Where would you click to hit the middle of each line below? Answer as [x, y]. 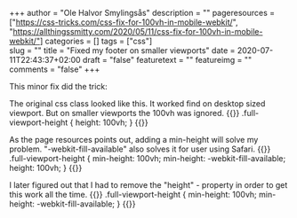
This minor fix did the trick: [59, 86]
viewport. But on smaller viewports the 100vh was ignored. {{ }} [124, 113]
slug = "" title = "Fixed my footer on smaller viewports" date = [122, 51]
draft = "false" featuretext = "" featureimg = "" [168, 60]
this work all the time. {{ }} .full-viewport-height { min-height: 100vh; [133, 195]
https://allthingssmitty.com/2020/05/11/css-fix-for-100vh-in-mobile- [138, 31]
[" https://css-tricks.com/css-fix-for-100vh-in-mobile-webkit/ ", [124, 22]
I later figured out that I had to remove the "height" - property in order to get [148, 185]
